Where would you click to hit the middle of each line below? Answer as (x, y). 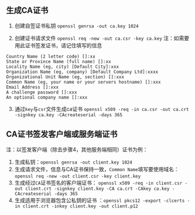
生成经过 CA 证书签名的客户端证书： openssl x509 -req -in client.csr (98, 182)
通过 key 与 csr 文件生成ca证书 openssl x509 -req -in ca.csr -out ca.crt (102, 109)
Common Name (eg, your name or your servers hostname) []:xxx (83, 82)
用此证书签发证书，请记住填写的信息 (58, 45)
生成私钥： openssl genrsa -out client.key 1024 (73, 162)
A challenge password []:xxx (42, 92)
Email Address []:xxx (32, 87)
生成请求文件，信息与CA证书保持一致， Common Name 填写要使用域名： (97, 169)
